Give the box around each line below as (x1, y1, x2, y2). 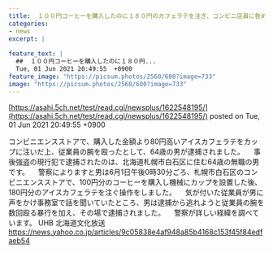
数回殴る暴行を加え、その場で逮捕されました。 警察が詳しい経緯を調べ (8, 207, 253, 217)
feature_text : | (8, 50, 63, 58)
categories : (8, 20, 49, 28)
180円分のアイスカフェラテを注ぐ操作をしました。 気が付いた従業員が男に (8, 187, 264, 197)
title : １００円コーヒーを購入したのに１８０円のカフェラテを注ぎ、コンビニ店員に (8, 11, 255, 20)
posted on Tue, (210, 111, 260, 120)
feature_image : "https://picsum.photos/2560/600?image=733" (8, 72, 217, 81)
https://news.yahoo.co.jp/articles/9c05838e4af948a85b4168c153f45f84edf (8, 227, 263, 237)
